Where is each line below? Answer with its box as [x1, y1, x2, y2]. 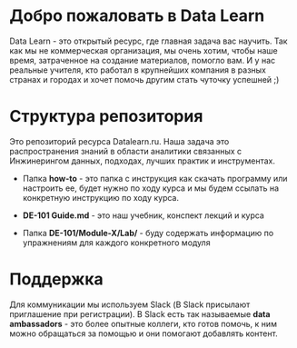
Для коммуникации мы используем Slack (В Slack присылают [9, 299, 251, 310]
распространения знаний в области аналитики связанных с [9, 145, 243, 156]
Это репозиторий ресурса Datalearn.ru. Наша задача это [9, 135, 230, 146]
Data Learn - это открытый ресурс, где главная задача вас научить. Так [9, 35, 288, 46]
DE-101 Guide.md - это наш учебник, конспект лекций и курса [22, 210, 265, 221]
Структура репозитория [9, 106, 203, 127]
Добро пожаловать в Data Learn [9, 5, 265, 26]
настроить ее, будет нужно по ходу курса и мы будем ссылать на [22, 183, 280, 194]
